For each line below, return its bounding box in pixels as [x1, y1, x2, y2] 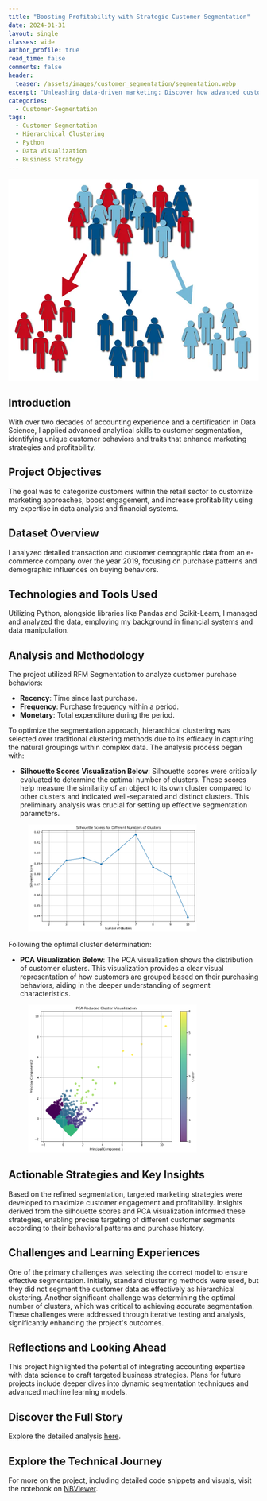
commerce [8, 556, 44, 566]
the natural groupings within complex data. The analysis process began [8, 743, 242, 752]
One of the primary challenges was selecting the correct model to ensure [8, 1267, 248, 1277]
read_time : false [8, 55, 66, 63]
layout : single [8, 29, 59, 37]
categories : [8, 96, 48, 105]
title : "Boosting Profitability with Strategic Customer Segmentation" [8, 13, 250, 21]
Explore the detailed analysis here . [8, 1431, 122, 1441]
